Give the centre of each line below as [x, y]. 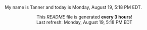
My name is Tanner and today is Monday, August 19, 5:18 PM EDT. [73, 7]
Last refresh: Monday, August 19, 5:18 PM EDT [84, 22]
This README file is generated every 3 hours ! [84, 17]
